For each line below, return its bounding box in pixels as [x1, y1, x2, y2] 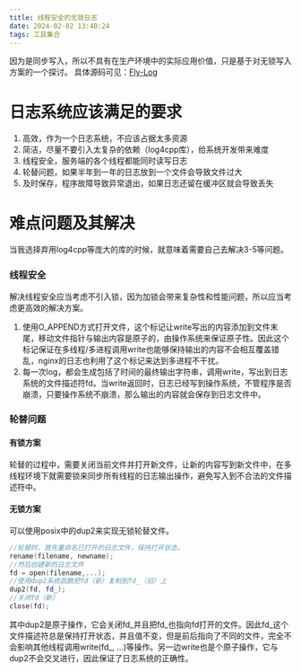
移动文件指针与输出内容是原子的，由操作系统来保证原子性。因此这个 [38, 332, 289, 343]
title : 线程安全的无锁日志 [9, 13, 99, 22]
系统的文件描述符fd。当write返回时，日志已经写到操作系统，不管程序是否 [21, 377, 292, 388]
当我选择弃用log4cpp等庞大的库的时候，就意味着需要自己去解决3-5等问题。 [9, 244, 288, 255]
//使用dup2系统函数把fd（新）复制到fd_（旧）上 [9, 577, 168, 586]
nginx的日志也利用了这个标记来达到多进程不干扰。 [38, 355, 224, 366]
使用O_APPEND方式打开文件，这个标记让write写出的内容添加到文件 [21, 321, 271, 332]
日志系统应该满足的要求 [9, 102, 183, 122]
